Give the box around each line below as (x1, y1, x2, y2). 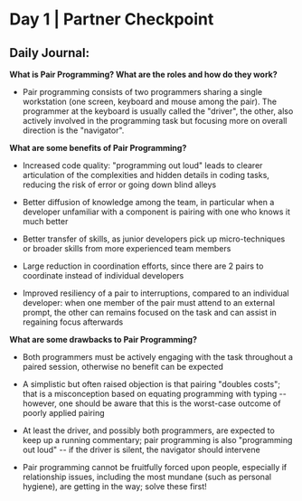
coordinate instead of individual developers (22, 270, 184, 280)
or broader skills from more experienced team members (22, 243, 231, 253)
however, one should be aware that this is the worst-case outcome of (22, 398, 281, 409)
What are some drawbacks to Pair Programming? (9, 335, 197, 345)
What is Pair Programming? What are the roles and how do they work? (9, 69, 278, 80)
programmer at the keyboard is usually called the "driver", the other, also (22, 106, 294, 117)
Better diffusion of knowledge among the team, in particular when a (22, 197, 275, 207)
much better (22, 216, 69, 226)
